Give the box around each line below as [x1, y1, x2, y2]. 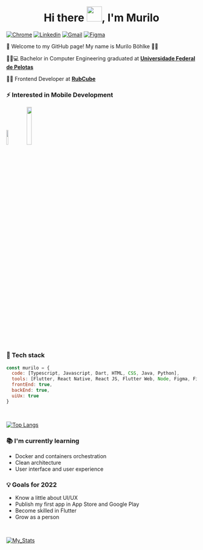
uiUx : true [11, 393, 39, 399]
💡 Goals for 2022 [6, 480, 57, 489]
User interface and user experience [14, 465, 104, 473]
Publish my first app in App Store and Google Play [14, 500, 140, 508]
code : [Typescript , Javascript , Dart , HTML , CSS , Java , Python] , [11, 370, 180, 377]
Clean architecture [14, 459, 62, 466]
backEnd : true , [11, 387, 50, 393]
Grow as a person [14, 514, 59, 521]
